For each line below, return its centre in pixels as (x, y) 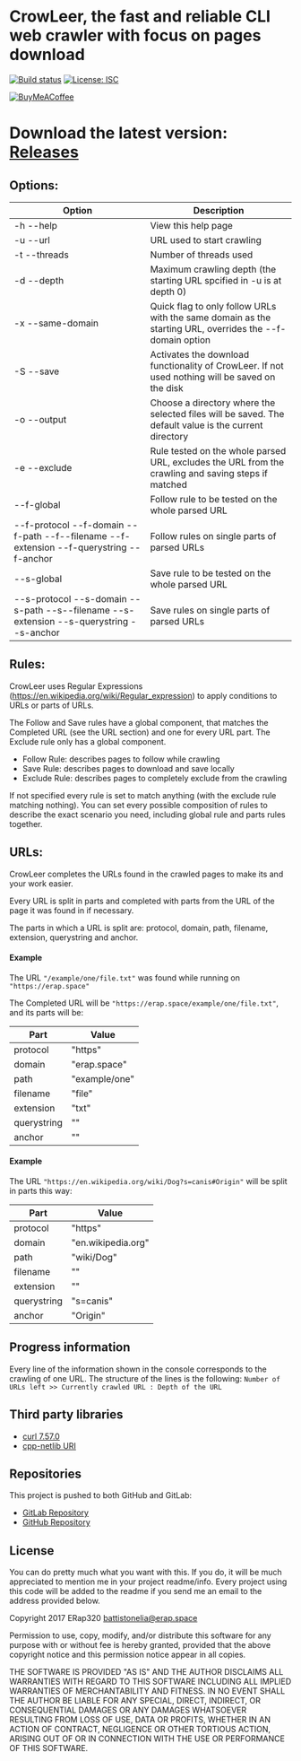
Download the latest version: (119, 133)
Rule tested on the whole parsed (218, 450)
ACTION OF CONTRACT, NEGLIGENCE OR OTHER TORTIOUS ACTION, (140, 1730)
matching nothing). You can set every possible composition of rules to (139, 805)
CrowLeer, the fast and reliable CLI (140, 17)
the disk (167, 388)
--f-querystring (92, 547)
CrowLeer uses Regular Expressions (76, 686)
